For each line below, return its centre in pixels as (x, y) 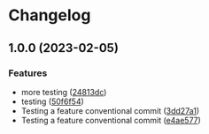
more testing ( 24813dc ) (64, 92)
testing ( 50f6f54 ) (53, 101)
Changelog (50, 15)
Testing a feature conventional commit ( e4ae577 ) (111, 120)
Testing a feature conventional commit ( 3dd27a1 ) (110, 110)
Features (28, 73)
